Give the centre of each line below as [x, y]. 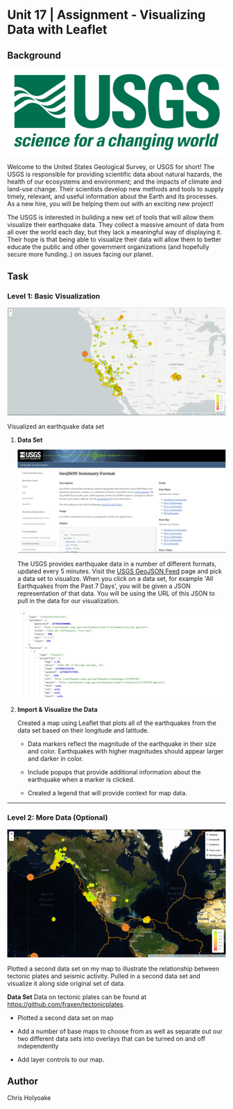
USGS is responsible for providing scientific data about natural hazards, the [115, 175]
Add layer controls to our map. [61, 1059]
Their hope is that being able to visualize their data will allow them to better [114, 239]
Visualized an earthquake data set [56, 426]
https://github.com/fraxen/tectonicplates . [66, 1004]
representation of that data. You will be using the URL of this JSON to [116, 593]
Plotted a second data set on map [65, 1018]
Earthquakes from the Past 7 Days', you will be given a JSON [104, 586]
